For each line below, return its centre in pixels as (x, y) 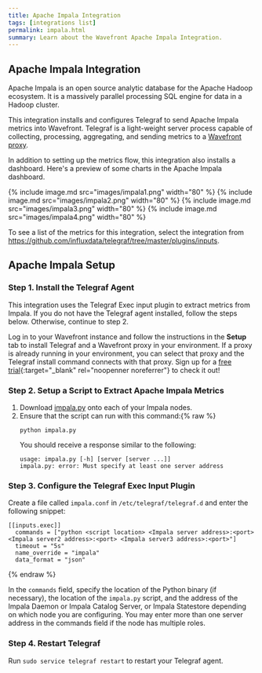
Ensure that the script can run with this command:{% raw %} (118, 416)
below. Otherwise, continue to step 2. (69, 321)
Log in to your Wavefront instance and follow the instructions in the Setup (127, 336)
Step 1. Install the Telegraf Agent (71, 287)
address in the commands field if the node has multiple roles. (107, 623)
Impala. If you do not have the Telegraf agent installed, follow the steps (123, 313)
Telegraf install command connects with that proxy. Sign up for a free (120, 361)
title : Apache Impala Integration (65, 15)
